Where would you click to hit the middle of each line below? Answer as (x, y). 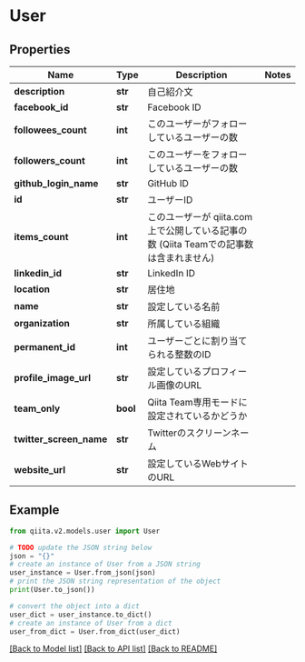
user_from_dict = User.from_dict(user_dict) (95, 632)
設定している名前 (184, 307)
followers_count (50, 160)
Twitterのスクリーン (189, 433)
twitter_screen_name (61, 439)
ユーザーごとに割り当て (197, 341)
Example (34, 510)
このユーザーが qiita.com (200, 217)
